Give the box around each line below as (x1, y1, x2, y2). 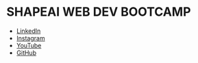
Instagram (16, 34, 45, 42)
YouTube (16, 41, 42, 49)
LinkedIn (16, 27, 41, 35)
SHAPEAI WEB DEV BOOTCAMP (6, 4, 191, 20)
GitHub (16, 49, 37, 57)
